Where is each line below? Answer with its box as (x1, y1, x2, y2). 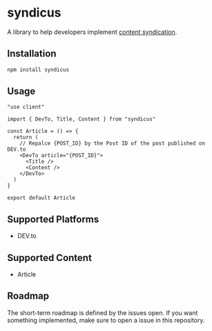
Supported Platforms (7, 213, 99, 225)
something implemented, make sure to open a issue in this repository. (7, 316, 205, 324)
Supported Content (7, 251, 92, 264)
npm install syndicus (7, 66, 70, 73)
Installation (7, 48, 57, 60)
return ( (13, 134, 39, 141)
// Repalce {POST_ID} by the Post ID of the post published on (19, 140, 206, 147)
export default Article (7, 195, 76, 202)
